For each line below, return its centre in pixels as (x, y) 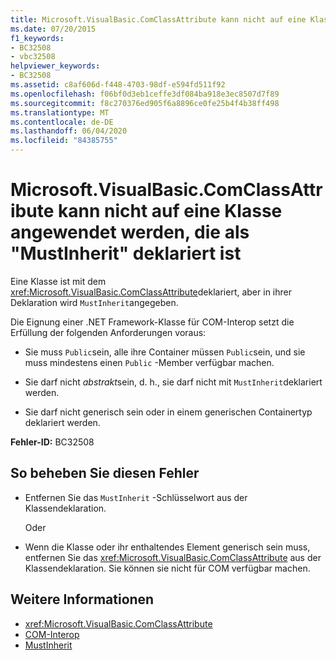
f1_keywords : (37, 38)
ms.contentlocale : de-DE (62, 122)
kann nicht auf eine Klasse (170, 211)
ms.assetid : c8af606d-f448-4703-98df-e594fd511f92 (118, 85)
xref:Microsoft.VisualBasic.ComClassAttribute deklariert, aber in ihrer (151, 292)
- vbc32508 (33, 57)
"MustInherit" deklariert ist (126, 253)
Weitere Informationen (82, 599)
